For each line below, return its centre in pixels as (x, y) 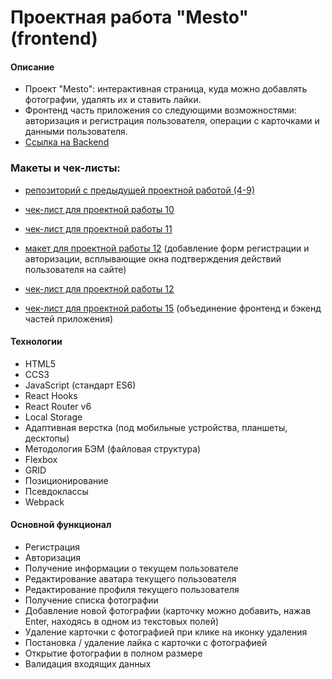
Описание (32, 67)
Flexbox (41, 459)
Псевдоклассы (56, 491)
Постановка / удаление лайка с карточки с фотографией (146, 643)
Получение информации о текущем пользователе (131, 568)
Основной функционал (61, 525)
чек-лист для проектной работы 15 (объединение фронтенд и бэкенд (173, 308)
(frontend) (54, 38)
